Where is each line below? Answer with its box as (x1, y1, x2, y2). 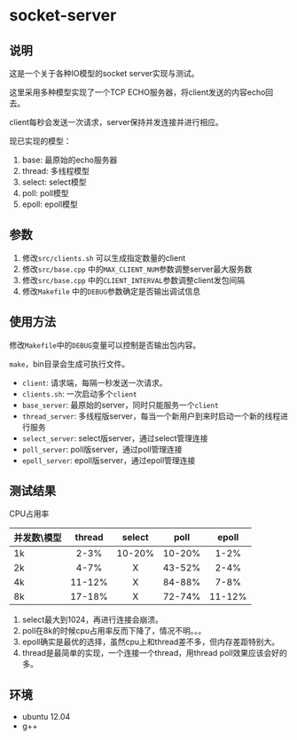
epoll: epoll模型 (21, 199, 78, 209)
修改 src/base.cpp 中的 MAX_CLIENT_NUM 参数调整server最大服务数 (21, 264, 253, 274)
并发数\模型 (13, 531, 62, 544)
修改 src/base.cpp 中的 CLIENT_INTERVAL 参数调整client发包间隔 (21, 274, 246, 285)
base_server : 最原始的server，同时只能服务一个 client (21, 399, 219, 410)
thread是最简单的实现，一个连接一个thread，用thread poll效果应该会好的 (21, 648, 288, 658)
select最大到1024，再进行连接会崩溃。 (21, 614, 164, 626)
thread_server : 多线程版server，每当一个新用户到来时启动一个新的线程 (21, 410, 281, 421)
